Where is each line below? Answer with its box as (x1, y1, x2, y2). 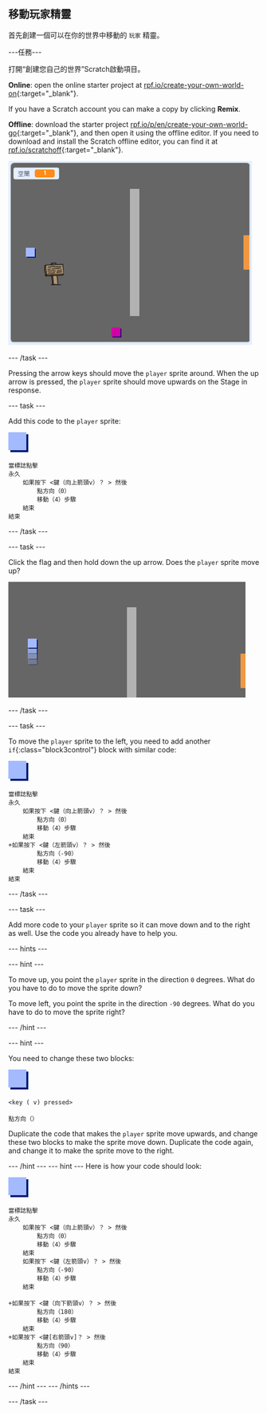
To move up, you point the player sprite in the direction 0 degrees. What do (8, 974, 255, 984)
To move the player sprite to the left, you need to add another (8, 736, 211, 746)
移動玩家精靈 (8, 7, 72, 22)
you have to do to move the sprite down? (8, 983, 143, 993)
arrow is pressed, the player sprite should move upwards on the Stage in (8, 377, 248, 386)
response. (8, 385, 41, 395)
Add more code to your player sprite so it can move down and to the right (8, 920, 250, 930)
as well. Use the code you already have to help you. (8, 928, 178, 937)
